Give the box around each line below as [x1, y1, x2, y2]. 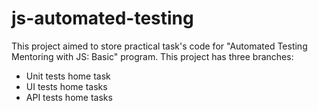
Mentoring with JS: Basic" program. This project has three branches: [11, 50, 294, 62]
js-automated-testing [11, 7, 194, 30]
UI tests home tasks [25, 80, 108, 92]
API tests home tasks [25, 91, 113, 103]
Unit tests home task [25, 70, 111, 82]
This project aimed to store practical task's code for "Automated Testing [11, 40, 308, 52]
